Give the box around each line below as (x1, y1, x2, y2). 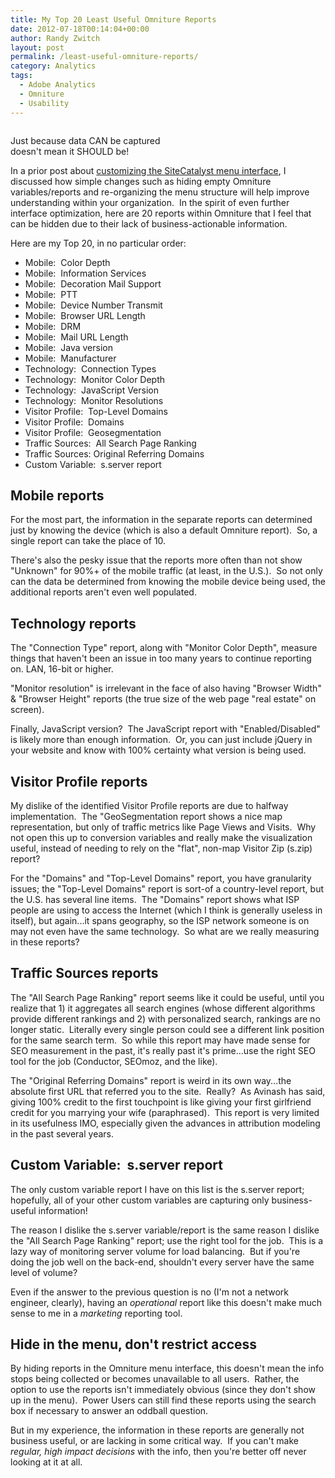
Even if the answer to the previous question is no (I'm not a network (10, 1286, 289, 1298)
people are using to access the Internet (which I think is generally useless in (10, 904, 323, 916)
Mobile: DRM (24, 320, 82, 332)
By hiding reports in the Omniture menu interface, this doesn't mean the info (10, 1362, 325, 1375)
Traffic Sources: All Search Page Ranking (24, 437, 197, 449)
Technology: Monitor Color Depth (24, 373, 166, 385)
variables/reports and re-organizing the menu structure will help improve (10, 186, 310, 198)
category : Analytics (10, 61, 97, 71)
